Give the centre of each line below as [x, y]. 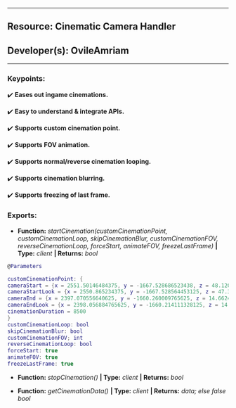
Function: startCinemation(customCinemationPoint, [92, 231]
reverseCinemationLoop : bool [50, 344]
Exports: [22, 215]
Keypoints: [26, 79]
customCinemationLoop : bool [48, 324]
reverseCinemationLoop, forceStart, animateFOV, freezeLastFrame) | [117, 246]
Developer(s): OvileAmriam [68, 50]
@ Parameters [25, 266]
